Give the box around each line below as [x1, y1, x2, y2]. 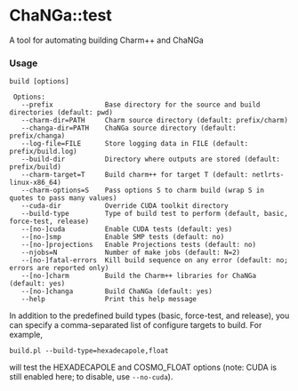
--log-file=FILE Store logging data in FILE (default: [20, 140, 249, 148]
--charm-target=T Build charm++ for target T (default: [20, 171, 249, 180]
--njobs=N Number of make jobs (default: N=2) [20, 248, 241, 258]
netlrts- [252, 171, 285, 180]
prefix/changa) [9, 132, 66, 140]
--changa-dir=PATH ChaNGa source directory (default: [20, 124, 238, 133]
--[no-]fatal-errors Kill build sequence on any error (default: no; [20, 256, 289, 265]
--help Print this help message [20, 295, 197, 304]
